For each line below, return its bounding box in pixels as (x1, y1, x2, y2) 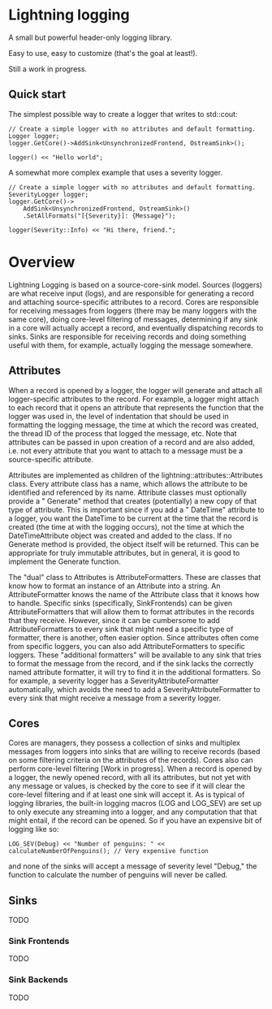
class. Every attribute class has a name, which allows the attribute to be (8, 479, 248, 488)
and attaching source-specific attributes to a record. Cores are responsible (8, 297, 260, 306)
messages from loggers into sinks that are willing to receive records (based (8, 747, 261, 756)
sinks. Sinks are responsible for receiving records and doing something (8, 331, 247, 341)
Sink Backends (8, 974, 69, 985)
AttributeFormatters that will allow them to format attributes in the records (8, 607, 255, 617)
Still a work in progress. (8, 63, 88, 74)
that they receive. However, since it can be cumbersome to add (8, 615, 221, 625)
